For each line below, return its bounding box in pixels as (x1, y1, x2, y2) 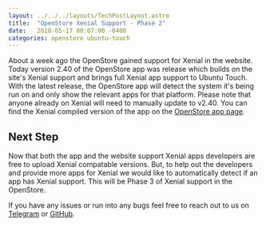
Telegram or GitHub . (8, 209, 75, 219)
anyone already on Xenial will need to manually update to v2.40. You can (8, 98, 248, 108)
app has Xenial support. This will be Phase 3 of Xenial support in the (8, 176, 233, 186)
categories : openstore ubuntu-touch (8, 34, 130, 42)
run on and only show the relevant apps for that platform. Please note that (8, 89, 252, 100)
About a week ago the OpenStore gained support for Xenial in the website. (8, 56, 253, 65)
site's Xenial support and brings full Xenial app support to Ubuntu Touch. (8, 73, 248, 82)
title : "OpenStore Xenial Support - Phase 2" (8, 19, 166, 27)
